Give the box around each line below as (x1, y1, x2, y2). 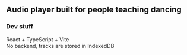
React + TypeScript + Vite (6, 35, 69, 43)
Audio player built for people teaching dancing (6, 5, 182, 15)
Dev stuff (6, 22, 34, 31)
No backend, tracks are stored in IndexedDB (6, 42, 115, 49)
